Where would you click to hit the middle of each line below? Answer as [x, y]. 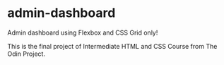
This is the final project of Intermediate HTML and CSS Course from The [112, 46]
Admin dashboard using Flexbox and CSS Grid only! [83, 32]
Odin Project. [26, 54]
